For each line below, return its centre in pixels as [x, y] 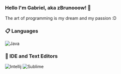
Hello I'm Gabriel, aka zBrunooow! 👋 [48, 8]
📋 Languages [22, 31]
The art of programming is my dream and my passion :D [61, 18]
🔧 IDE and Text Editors [31, 56]
